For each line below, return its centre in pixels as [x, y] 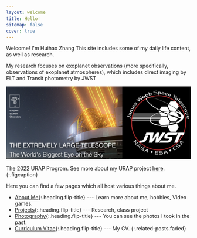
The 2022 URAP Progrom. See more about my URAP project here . [86, 168]
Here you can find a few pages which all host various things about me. [91, 186]
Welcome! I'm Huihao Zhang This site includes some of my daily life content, [98, 48]
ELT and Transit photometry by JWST [51, 79]
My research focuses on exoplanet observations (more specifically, [87, 66]
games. [24, 203]
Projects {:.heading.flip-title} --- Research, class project [81, 210]
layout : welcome [26, 12]
